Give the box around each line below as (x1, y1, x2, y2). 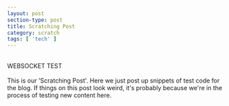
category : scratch (7, 29, 60, 36)
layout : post (7, 10, 45, 17)
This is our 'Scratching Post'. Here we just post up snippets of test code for (7, 76, 220, 85)
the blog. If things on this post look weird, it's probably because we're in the (7, 84, 222, 92)
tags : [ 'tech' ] (7, 36, 57, 43)
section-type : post (7, 17, 63, 23)
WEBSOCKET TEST (7, 62, 63, 70)
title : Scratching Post (7, 23, 76, 30)
